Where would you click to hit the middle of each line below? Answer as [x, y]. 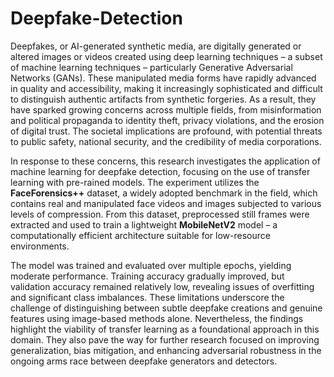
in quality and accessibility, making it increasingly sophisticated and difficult [166, 88]
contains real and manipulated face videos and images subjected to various [166, 203]
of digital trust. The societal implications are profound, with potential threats [166, 131]
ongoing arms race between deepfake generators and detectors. [144, 361]
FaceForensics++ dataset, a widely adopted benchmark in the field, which [164, 193]
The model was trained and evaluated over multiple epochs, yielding [151, 265]
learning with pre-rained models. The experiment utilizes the [135, 182]
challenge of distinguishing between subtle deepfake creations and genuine [166, 308]
